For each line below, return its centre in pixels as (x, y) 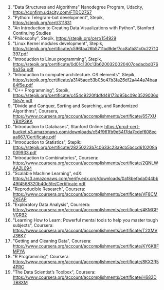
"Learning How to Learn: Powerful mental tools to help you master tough (85, 220)
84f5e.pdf (23, 85)
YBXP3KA (23, 121)
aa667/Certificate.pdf (34, 137)
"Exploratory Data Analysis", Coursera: (51, 204)
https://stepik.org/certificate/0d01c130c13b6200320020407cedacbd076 (85, 64)
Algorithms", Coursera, (36, 111)
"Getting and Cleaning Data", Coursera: (52, 241)
